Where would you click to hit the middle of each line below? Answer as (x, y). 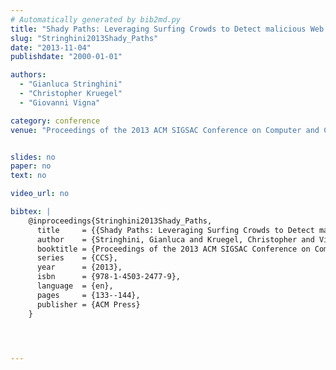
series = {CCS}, (77, 258)
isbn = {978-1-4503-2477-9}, (109, 277)
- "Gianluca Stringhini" (71, 84)
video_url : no (40, 194)
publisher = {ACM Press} (88, 304)
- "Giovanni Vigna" (60, 102)
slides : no (33, 157)
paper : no (31, 166)
